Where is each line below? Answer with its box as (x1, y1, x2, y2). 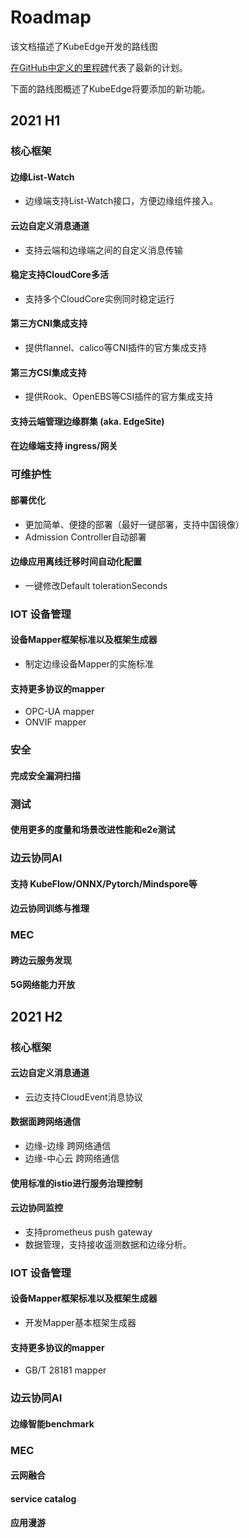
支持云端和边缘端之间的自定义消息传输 (24, 244, 183, 256)
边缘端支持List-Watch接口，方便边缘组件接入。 (24, 195, 219, 207)
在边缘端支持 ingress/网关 (10, 440, 118, 452)
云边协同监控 (10, 1202, 63, 1214)
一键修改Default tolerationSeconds (24, 579, 168, 591)
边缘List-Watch (10, 171, 75, 183)
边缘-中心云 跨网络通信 (24, 1152, 120, 1165)
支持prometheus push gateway (24, 1226, 153, 1238)
